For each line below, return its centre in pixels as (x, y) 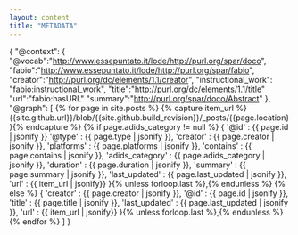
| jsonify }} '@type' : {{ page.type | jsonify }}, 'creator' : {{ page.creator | (142, 136)
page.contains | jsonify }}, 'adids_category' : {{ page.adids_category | (137, 155)
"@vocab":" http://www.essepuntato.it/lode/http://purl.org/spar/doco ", (138, 61)
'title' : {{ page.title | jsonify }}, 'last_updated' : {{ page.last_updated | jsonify (149, 202)
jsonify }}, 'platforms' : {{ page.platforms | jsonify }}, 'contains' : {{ (131, 146)
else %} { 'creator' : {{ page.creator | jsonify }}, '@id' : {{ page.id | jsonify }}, (149, 193)
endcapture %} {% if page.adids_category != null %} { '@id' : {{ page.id (157, 126)
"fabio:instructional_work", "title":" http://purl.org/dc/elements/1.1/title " (137, 89)
